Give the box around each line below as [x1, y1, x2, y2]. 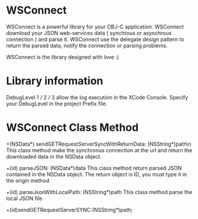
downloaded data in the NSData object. [6, 153, 102, 160]
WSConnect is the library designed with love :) [6, 53, 119, 60]
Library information [6, 75, 103, 88]
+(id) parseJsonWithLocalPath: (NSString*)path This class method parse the [6, 188, 193, 195]
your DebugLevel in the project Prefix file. [6, 100, 108, 107]
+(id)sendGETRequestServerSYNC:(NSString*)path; [6, 206, 133, 213]
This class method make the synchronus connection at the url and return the [6, 146, 193, 154]
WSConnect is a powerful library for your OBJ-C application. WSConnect [6, 23, 184, 30]
